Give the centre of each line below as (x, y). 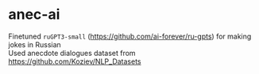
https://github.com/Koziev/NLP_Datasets (75, 61)
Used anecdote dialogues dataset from (72, 53)
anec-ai (34, 15)
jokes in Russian (35, 44)
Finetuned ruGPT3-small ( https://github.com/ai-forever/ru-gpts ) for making (130, 36)
